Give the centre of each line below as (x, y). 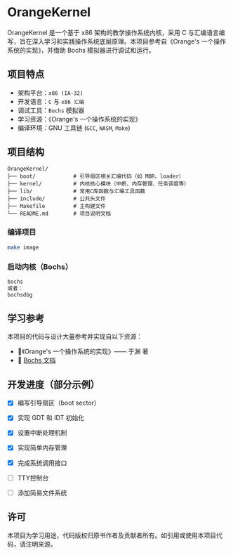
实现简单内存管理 (42, 448)
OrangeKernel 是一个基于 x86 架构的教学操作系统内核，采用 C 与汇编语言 (113, 32)
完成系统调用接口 (42, 463)
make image (23, 247)
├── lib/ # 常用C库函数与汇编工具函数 (76, 191)
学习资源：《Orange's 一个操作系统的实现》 (79, 119)
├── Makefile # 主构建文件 (57, 206)
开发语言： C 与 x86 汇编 (51, 101)
